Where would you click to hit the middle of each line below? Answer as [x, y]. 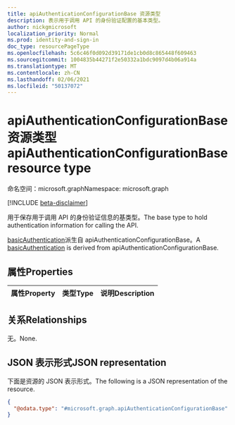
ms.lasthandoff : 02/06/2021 [49, 79]
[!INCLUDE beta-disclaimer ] [47, 203]
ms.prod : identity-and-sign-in [53, 40]
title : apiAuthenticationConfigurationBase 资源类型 [84, 14]
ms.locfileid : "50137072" [45, 86]
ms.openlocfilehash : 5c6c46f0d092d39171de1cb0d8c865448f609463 [102, 54]
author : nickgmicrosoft [42, 27]
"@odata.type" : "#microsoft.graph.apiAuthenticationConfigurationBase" [121, 408]
